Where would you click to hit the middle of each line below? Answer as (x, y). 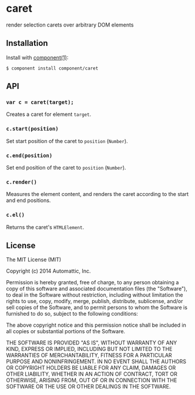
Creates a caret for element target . (49, 114)
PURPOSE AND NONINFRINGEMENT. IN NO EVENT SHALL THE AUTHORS (96, 361)
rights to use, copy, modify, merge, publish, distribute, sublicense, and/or (95, 301)
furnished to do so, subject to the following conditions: (72, 314)
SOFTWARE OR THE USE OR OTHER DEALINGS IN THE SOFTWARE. (88, 387)
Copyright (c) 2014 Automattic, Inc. (48, 271)
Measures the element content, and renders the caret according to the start (97, 194)
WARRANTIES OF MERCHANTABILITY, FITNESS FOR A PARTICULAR (89, 356)
